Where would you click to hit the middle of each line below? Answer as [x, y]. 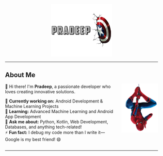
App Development [23, 117]
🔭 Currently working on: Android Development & [54, 101]
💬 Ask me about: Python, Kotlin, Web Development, [57, 122]
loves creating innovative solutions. [40, 92]
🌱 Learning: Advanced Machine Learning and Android [59, 111]
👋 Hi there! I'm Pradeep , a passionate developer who [58, 87]
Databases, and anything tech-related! [43, 127]
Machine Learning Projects [32, 106]
